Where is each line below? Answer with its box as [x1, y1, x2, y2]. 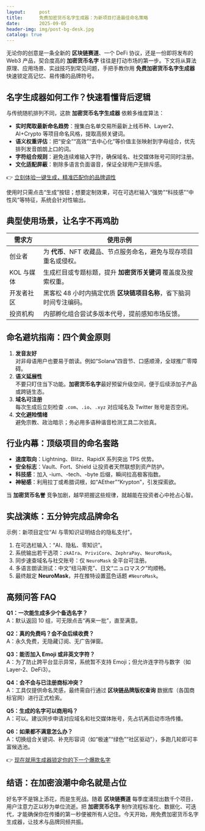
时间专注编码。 [43, 298, 87, 306]
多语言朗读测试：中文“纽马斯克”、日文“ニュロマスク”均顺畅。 [15, 565, 170, 572]
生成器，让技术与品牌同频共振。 [6, 818, 87, 825]
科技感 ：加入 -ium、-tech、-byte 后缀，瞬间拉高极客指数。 [15, 471, 164, 478]
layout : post [6, 9, 51, 15]
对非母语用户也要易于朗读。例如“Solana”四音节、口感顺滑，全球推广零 [15, 357, 192, 364]
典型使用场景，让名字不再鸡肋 [6, 216, 119, 227]
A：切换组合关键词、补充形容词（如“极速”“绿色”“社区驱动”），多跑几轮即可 [6, 735, 193, 743]
